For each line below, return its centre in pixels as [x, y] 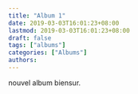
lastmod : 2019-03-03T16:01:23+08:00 [69, 30]
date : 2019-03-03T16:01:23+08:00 [64, 23]
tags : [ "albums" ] [37, 45]
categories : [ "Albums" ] [48, 53]
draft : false [30, 38]
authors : [23, 61]
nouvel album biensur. [45, 82]
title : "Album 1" [37, 16]
